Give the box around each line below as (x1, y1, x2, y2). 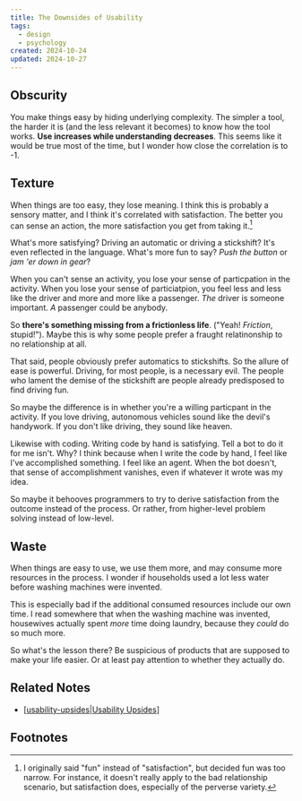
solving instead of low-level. (10, 512, 115, 524)
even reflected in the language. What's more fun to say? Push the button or (10, 247, 288, 258)
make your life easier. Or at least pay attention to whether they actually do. (10, 655, 285, 666)
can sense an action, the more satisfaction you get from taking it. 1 (10, 219, 254, 231)
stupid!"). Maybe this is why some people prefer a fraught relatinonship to (10, 329, 283, 340)
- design (18, 30, 51, 39)
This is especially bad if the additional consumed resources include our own (10, 599, 291, 610)
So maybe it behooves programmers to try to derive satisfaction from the (10, 494, 280, 504)
